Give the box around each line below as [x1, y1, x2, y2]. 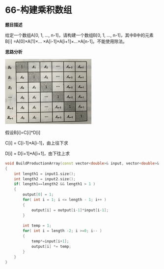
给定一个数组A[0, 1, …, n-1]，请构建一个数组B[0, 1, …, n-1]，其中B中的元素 [5, 32, 154, 38]
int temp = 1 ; [23, 223, 52, 228]
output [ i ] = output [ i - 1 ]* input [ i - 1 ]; [31, 207, 109, 212]
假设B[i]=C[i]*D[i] [5, 129, 41, 135]
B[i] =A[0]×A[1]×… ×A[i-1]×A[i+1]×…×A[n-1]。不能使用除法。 [5, 38, 128, 44]
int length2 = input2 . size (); [14, 176, 76, 181]
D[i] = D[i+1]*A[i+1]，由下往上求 [5, 150, 70, 156]
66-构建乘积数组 [5, 4, 72, 16]
